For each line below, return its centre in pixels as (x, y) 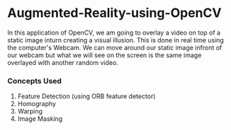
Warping (30, 112)
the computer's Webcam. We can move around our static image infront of (115, 47)
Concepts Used (35, 81)
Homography (37, 104)
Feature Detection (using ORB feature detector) (86, 96)
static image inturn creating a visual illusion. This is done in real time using (116, 40)
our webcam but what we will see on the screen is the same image (105, 55)
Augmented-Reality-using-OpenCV (114, 13)
